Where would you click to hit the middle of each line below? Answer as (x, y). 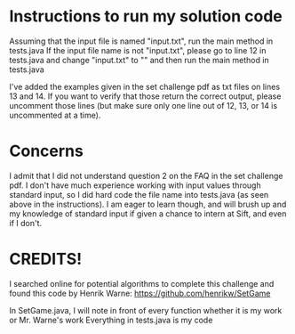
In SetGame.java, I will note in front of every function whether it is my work (146, 310)
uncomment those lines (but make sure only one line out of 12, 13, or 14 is (144, 105)
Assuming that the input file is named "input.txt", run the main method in (141, 41)
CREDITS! (46, 259)
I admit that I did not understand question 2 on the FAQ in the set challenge (146, 175)
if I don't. (26, 223)
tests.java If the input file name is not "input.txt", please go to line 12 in (138, 50)
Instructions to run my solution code (146, 16)
